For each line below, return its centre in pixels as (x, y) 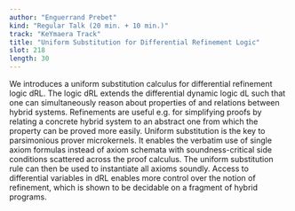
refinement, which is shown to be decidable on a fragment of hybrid (134, 188)
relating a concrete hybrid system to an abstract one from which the (134, 121)
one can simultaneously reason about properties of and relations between (144, 102)
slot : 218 (28, 51)
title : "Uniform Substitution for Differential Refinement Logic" (135, 42)
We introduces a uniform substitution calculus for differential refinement (141, 84)
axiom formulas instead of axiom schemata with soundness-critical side (141, 150)
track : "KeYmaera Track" (55, 34)
